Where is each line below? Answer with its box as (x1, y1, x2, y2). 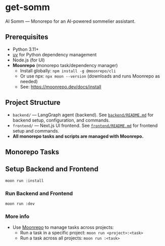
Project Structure (5, 98, 61, 107)
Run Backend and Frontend (5, 190, 73, 197)
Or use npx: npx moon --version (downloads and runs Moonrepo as (20, 73, 160, 79)
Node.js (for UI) (12, 57, 45, 63)
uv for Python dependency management (12, 51, 97, 57)
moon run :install (5, 178, 44, 183)
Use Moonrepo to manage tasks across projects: (12, 224, 114, 230)
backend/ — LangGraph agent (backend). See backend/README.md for (12, 111, 154, 117)
